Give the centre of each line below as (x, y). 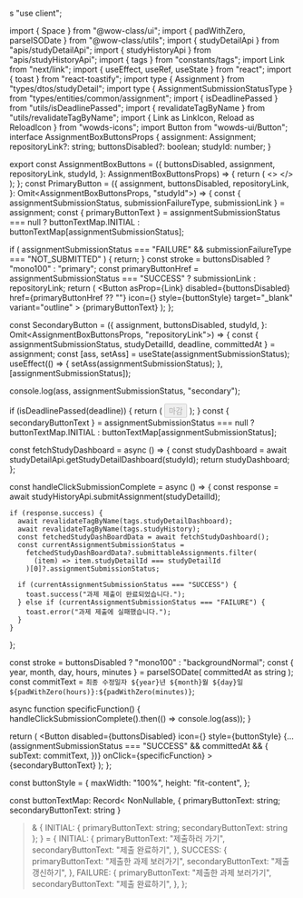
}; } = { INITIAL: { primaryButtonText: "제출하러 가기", (128, 838)
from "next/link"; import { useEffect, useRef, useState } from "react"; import (151, 69)
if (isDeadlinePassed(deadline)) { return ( (86, 411)
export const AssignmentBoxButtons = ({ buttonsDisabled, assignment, (142, 164)
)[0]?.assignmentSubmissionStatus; (93, 569)
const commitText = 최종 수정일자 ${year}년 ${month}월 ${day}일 (126, 682)
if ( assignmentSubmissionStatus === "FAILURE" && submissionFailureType (151, 249)
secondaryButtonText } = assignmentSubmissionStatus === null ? (132, 423)
